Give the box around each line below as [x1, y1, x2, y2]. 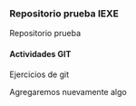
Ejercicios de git [9, 69, 70, 80]
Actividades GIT [9, 48, 72, 59]
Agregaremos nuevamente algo [9, 86, 127, 97]
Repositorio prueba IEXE [9, 7, 120, 20]
